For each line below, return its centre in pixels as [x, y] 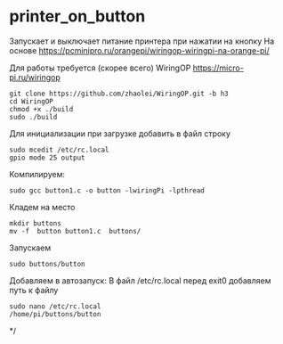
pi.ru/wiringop [35, 77]
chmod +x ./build [41, 109]
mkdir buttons [36, 223]
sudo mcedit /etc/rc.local [59, 150]
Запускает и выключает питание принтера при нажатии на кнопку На [141, 41]
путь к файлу [34, 290]
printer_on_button [77, 16]
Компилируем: [37, 174]
